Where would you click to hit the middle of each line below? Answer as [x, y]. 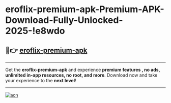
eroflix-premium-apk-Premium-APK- [85, 9]
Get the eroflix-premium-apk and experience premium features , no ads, [83, 70]
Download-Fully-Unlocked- [64, 20]
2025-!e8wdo [35, 31]
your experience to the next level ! [41, 80]
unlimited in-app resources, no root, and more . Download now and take [81, 75]
